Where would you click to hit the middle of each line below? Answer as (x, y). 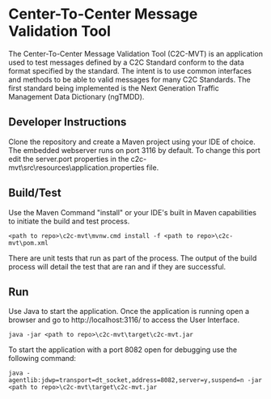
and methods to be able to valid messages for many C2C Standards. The (129, 79)
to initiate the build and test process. (69, 221)
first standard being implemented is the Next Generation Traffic (114, 88)
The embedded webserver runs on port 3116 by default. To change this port (134, 150)
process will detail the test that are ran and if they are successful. (117, 266)
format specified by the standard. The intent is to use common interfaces (130, 70)
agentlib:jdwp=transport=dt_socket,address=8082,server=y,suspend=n (126, 380)
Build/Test (35, 193)
